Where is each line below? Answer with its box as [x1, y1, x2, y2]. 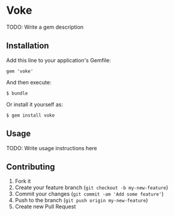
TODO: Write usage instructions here [6, 144, 97, 151]
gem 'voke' [6, 68, 34, 74]
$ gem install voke [6, 112, 55, 118]
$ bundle [6, 90, 28, 96]
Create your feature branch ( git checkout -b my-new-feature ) [14, 184, 169, 191]
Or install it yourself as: [6, 101, 63, 108]
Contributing [6, 162, 55, 172]
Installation [6, 41, 49, 51]
